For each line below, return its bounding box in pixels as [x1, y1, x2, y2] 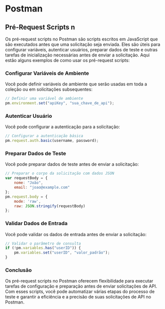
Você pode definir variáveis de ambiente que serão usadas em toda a [5, 81, 148, 87]
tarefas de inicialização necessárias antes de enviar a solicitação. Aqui [5, 52, 150, 58]
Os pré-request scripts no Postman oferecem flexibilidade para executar [5, 278, 154, 284]
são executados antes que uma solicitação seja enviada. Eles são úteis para [5, 41, 161, 47]
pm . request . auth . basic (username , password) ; [5, 138, 99, 143]
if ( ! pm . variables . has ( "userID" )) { [5, 246, 81, 251]
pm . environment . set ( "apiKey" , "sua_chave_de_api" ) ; [5, 101, 114, 106]
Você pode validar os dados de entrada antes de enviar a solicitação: [5, 231, 147, 237]
